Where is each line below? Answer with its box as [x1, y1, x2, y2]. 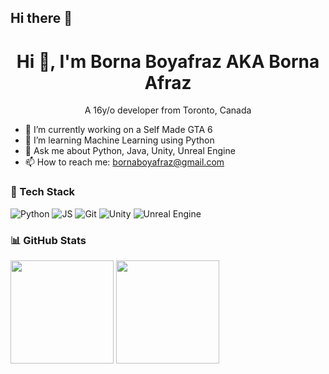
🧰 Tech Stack [10, 185, 76, 199]
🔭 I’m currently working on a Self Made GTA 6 [24, 124, 213, 136]
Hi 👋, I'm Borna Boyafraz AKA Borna [16, 50, 320, 73]
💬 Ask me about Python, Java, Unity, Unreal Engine [24, 145, 236, 157]
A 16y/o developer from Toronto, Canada [84, 104, 252, 116]
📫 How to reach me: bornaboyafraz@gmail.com [24, 156, 225, 168]
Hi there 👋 [10, 10, 73, 27]
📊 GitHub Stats [10, 233, 87, 247]
